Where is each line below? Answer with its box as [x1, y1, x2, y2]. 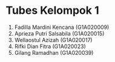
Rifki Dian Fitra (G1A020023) [14, 43, 86, 50]
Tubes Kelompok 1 [5, 4, 99, 17]
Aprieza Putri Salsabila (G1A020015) [14, 29, 105, 37]
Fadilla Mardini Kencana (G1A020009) [14, 23, 110, 31]
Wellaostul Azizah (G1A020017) [14, 36, 93, 43]
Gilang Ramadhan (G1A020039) [14, 49, 94, 56]
